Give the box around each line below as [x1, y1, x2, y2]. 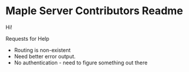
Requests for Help [5, 35, 50, 42]
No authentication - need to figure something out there [14, 59, 148, 66]
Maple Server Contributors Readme [5, 4, 184, 18]
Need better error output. [14, 53, 76, 60]
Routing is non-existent [14, 46, 71, 54]
